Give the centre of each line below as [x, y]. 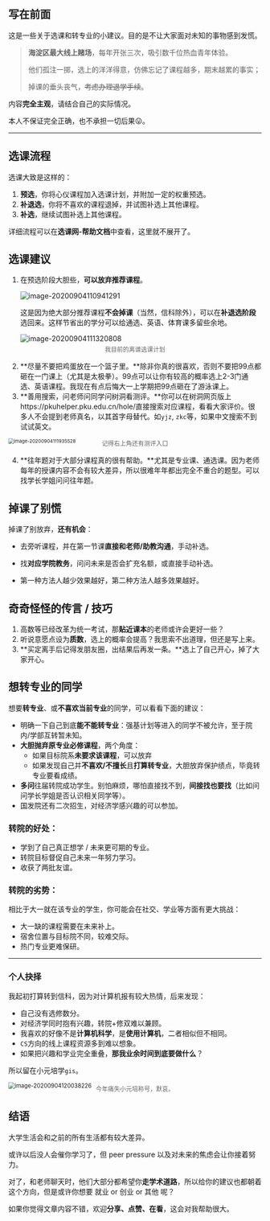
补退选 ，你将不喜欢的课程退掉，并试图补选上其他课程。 [111, 204]
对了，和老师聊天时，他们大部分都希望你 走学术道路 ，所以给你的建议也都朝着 [135, 1182]
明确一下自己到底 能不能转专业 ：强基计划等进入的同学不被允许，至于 [133, 725]
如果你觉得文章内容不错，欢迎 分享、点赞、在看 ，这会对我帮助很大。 [121, 1208]
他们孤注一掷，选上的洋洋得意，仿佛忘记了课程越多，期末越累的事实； [144, 69]
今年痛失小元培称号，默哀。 [135, 1089]
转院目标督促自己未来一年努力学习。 [80, 857]
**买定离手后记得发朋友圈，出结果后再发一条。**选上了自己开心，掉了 [136, 649]
